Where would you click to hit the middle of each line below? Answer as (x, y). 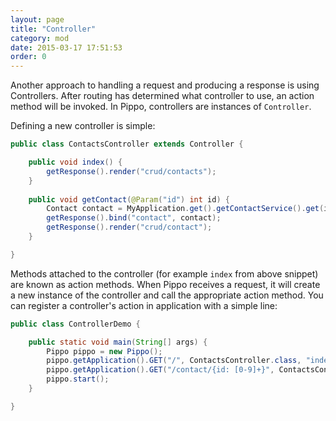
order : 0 (28, 57)
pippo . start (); (78, 379)
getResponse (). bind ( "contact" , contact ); (134, 218)
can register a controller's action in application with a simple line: (144, 305)
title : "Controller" (53, 29)
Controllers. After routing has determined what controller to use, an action (162, 96)
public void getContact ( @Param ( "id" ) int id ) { (129, 199)
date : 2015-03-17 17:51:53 (66, 47)
